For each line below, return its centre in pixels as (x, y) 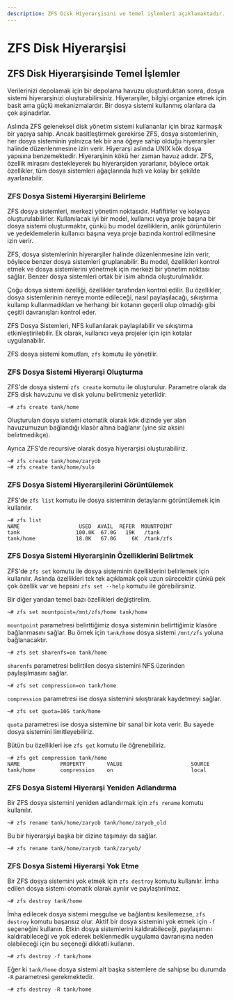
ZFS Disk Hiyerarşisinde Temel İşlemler (94, 74)
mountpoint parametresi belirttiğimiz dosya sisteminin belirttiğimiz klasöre (112, 625)
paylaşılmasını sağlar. (38, 673)
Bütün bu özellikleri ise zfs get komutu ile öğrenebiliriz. (87, 745)
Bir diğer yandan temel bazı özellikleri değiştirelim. (79, 599)
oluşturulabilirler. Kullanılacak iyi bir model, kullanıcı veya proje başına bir (111, 218)
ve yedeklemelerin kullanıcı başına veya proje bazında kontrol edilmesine (111, 233)
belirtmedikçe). (29, 435)
